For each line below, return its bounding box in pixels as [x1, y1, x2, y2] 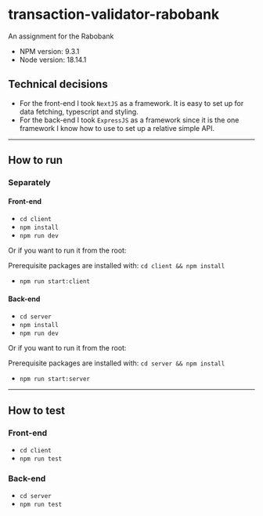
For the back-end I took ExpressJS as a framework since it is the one [19, 115, 240, 125]
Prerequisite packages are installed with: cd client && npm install [8, 261, 225, 271]
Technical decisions [8, 78, 108, 91]
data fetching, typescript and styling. [19, 107, 139, 116]
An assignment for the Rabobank [8, 31, 114, 41]
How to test [8, 404, 65, 417]
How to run [8, 154, 63, 167]
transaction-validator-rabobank [8, 5, 220, 24]
